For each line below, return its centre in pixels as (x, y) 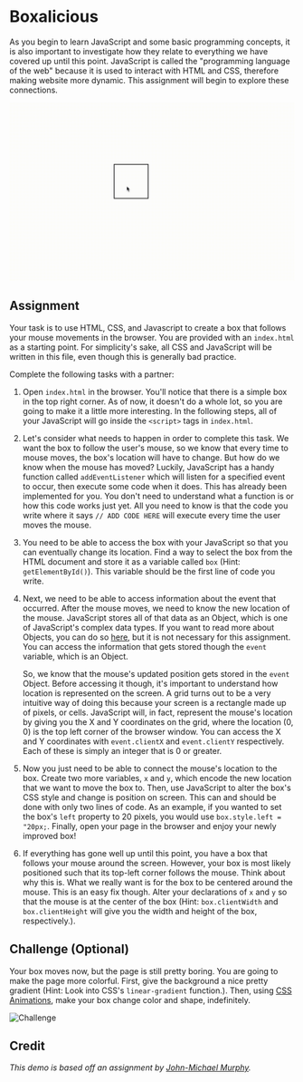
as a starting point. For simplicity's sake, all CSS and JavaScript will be (141, 347)
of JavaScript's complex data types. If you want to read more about (148, 627)
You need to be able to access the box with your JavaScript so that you (155, 542)
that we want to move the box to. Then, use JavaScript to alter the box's (156, 787)
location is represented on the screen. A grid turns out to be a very (147, 693)
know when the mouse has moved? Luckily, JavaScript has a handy (148, 467)
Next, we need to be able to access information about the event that (149, 598)
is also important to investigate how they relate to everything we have (139, 51)
